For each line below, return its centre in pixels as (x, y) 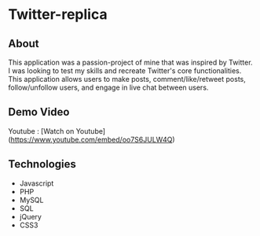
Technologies (42, 164)
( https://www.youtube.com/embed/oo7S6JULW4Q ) (92, 139)
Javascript (37, 183)
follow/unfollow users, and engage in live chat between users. (108, 87)
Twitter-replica (58, 15)
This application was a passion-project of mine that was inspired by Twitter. (130, 62)
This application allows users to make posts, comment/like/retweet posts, (127, 79)
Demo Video (39, 112)
